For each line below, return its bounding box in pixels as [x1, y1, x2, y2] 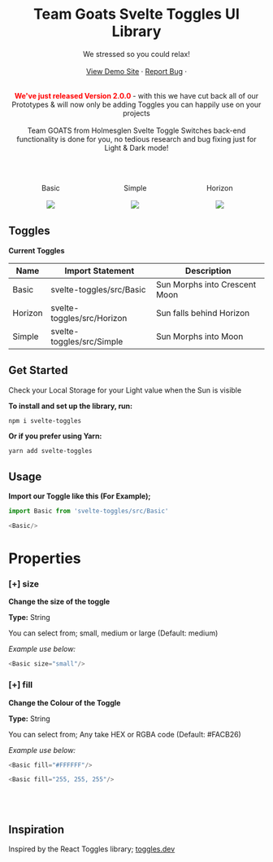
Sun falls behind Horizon [155, 307, 250, 319]
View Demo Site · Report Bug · [85, 66, 188, 76]
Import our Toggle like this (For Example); [8, 491, 151, 501]
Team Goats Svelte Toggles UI [33, 5, 240, 24]
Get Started [8, 363, 68, 377]
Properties [8, 549, 81, 568]
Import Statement [64, 265, 135, 276]
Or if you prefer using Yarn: [8, 431, 102, 441]
